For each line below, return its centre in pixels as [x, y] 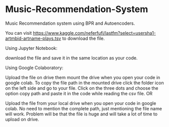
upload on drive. [22, 119]
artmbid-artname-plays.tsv [33, 38]
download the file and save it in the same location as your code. [71, 58]
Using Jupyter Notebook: [32, 48]
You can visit [18, 33]
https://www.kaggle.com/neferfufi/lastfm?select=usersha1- [94, 33]
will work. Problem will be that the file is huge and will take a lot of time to [81, 114]
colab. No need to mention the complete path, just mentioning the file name [84, 108]
